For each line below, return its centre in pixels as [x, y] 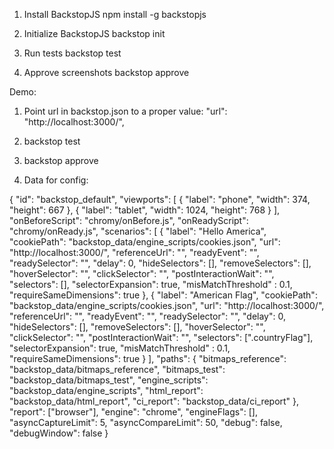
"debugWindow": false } [59, 433]
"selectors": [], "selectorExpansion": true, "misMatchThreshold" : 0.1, [151, 284]
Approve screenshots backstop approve [106, 72]
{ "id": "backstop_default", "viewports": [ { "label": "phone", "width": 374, [160, 199]
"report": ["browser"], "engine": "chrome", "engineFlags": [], [133, 412]
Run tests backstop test [72, 53]
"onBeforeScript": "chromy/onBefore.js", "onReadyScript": [129, 220]
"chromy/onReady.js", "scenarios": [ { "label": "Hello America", [138, 231]
